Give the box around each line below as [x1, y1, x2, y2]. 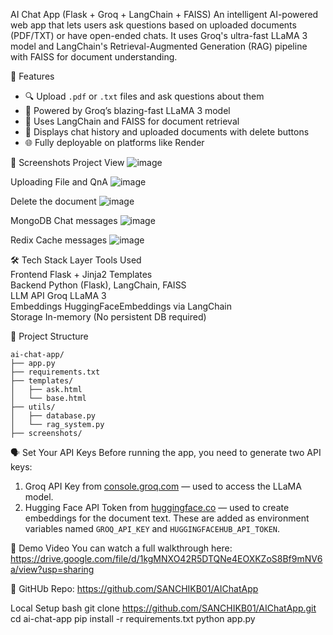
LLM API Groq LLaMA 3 [10, 290, 107, 301]
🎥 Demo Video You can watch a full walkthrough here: [10, 542, 233, 554]
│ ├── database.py [10, 411, 97, 421]
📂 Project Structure [10, 330, 89, 342]
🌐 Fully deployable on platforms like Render [24, 137, 205, 148]
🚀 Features [10, 70, 55, 82]
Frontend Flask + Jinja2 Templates [10, 269, 153, 280]
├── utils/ [10, 402, 56, 412]
